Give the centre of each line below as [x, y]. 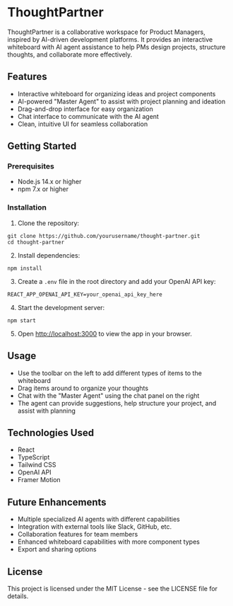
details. [18, 596]
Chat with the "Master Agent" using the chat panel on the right [108, 395]
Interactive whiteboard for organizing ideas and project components [116, 93]
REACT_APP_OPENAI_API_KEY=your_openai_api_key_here [85, 295]
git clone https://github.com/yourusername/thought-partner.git [104, 236]
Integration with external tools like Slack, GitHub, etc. [95, 527]
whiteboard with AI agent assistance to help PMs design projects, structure [116, 47]
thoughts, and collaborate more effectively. [70, 55]
